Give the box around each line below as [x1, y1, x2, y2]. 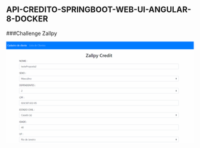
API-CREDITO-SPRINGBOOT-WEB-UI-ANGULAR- [6, 5, 192, 15]
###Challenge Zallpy [6, 30, 58, 37]
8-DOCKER [6, 14, 49, 24]
